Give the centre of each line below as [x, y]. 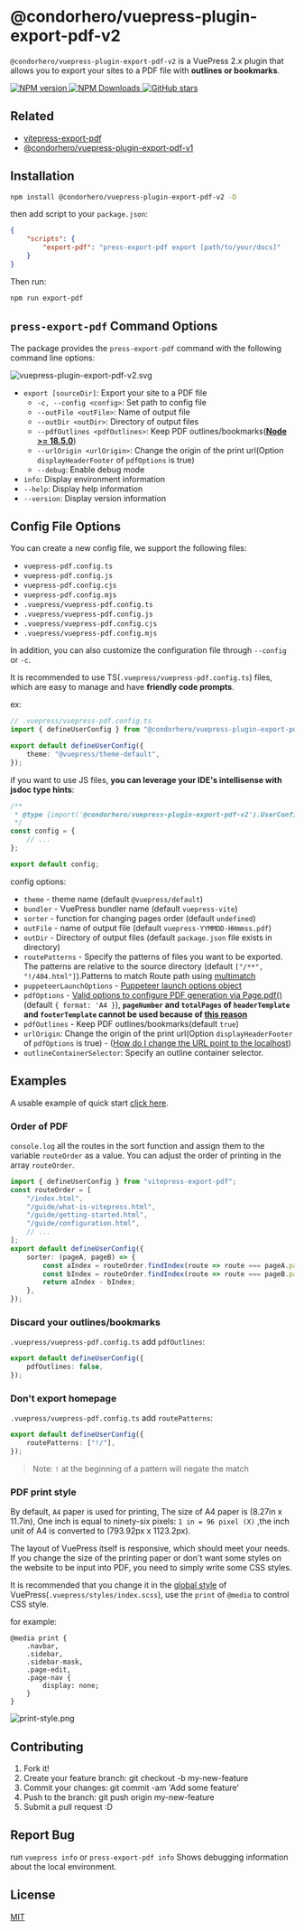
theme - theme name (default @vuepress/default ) [113, 899]
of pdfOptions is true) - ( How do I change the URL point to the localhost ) [157, 1043]
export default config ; [55, 864]
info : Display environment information [94, 479]
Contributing [47, 1746]
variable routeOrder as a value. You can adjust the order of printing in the [146, 1155]
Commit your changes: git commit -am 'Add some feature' [131, 1787]
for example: [34, 1622]
